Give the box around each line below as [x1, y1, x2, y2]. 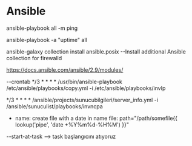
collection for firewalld [6, 54, 62, 61]
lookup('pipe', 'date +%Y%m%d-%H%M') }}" [15, 120, 129, 128]
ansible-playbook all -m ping [6, 24, 78, 32]
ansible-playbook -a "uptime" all [6, 36, 87, 43]
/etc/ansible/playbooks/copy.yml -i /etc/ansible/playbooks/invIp [6, 84, 166, 92]
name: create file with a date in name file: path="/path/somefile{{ [15, 114, 177, 122]
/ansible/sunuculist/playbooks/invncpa [6, 102, 103, 110]
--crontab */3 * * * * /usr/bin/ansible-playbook [6, 78, 122, 85]
